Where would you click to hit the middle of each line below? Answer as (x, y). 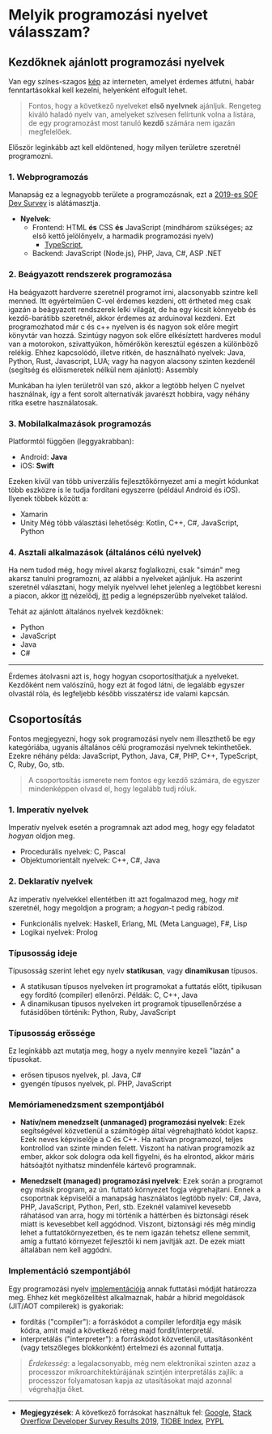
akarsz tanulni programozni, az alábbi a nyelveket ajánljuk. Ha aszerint (125, 579)
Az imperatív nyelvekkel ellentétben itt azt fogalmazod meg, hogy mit (123, 899)
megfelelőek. (50, 132)
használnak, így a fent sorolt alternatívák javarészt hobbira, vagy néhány (129, 394)
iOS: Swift (37, 465)
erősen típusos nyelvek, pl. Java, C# (81, 1075)
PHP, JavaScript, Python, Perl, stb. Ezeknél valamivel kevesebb (125, 1207)
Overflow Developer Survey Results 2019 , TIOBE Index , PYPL (122, 1421)
